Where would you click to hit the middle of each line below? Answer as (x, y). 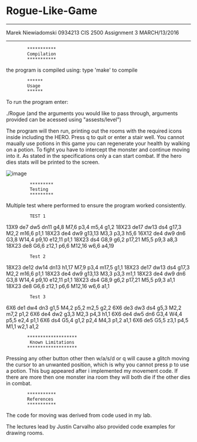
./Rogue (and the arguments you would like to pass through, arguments (92, 113)
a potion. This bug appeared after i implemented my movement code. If (92, 370)
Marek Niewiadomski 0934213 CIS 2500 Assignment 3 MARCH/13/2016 (93, 32)
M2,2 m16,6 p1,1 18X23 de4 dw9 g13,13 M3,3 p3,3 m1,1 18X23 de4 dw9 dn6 (96, 274)
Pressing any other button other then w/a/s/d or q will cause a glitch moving (98, 358)
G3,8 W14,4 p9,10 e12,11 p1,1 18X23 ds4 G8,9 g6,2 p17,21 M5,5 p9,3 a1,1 (91, 279)
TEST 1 (38, 216)
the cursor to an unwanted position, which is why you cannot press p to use (98, 365)
